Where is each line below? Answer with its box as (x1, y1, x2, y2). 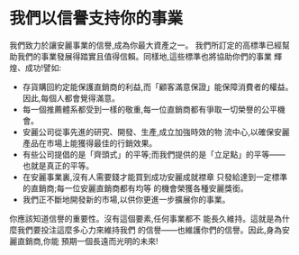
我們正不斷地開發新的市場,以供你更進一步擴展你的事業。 (22, 194, 231, 205)
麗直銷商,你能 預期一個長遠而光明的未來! (9, 235, 159, 246)
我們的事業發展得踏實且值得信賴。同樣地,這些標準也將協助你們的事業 (16, 50, 273, 61)
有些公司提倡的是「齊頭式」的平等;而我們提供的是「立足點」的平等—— (22, 149, 286, 159)
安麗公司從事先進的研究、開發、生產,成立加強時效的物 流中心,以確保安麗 (22, 126, 290, 137)
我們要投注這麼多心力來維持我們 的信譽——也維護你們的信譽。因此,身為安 (16, 224, 290, 235)
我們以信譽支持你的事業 (9, 8, 184, 29)
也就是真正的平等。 (22, 159, 95, 171)
